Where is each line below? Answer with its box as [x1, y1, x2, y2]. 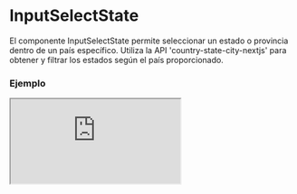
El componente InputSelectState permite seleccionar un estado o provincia [9, 35, 289, 46]
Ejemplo [9, 77, 46, 89]
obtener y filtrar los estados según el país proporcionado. [9, 54, 224, 65]
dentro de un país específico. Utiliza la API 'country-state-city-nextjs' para [9, 44, 287, 55]
